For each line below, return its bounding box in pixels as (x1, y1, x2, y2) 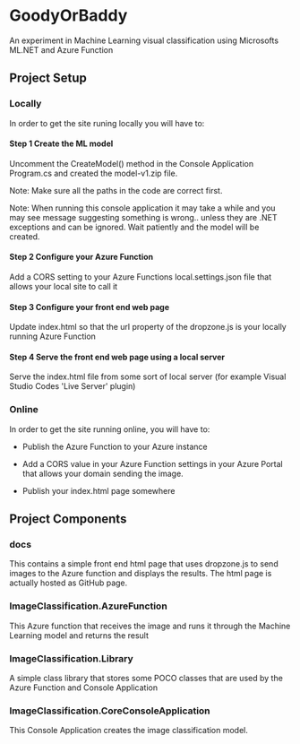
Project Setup (9, 71, 88, 86)
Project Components (9, 512, 127, 527)
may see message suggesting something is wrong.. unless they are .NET (9, 212, 278, 222)
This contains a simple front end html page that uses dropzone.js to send (9, 558, 279, 569)
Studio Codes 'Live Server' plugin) (9, 381, 136, 392)
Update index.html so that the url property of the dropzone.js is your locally (9, 322, 287, 333)
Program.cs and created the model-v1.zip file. (9, 168, 178, 178)
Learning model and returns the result (9, 629, 150, 641)
